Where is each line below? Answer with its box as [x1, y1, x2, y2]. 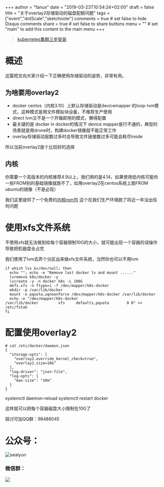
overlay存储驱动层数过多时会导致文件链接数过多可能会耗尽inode [12, 133, 143, 139]
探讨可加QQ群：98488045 [5, 416, 60, 422]
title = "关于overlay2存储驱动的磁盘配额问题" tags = [5, 10, 110, 16]
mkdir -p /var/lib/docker [9, 287, 63, 292]
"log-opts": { [9, 374, 39, 379]
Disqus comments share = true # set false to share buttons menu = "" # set [5, 21, 158, 27]
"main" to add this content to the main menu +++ [5, 26, 105, 32]
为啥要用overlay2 [5, 88, 59, 97]
